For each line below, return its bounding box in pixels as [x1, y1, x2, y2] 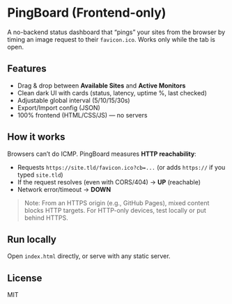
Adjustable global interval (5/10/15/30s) [17, 96, 130, 104]
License [7, 272, 42, 284]
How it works [7, 131, 65, 143]
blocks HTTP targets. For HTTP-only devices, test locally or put [24, 206, 207, 214]
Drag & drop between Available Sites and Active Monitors [17, 81, 186, 90]
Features [7, 63, 47, 74]
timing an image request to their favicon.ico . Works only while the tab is [7, 35, 216, 43]
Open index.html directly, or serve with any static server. [7, 252, 171, 260]
